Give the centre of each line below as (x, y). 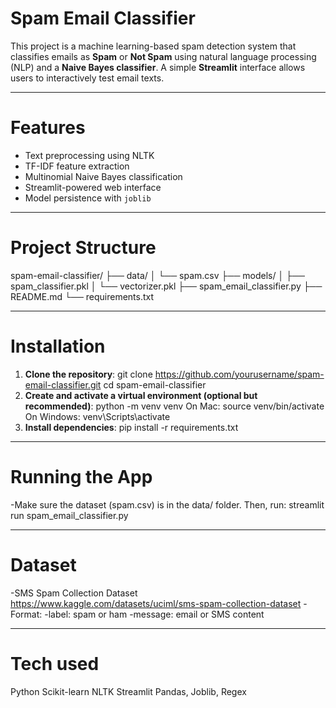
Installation (58, 346)
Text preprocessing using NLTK (89, 155)
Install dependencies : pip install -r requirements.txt (131, 427)
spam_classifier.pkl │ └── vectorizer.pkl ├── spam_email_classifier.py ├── (166, 286)
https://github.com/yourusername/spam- (239, 374)
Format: (26, 614)
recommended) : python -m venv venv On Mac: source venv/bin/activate (174, 406)
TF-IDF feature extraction (77, 166)
